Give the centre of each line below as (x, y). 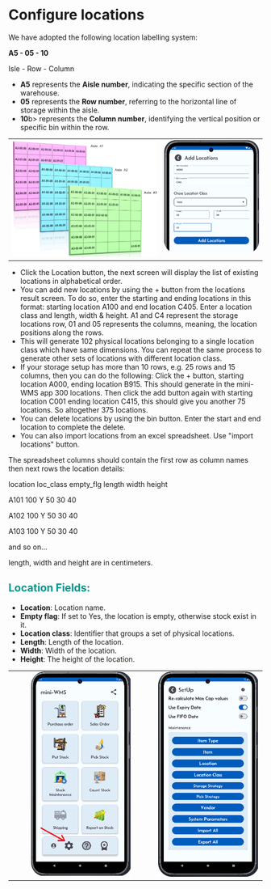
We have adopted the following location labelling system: (103, 37)
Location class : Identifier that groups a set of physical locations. (127, 633)
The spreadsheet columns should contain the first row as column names (128, 459)
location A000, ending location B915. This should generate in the (127, 384)
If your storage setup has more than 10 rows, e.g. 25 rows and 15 (127, 366)
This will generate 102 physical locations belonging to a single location (137, 341)
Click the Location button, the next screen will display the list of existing (139, 272)
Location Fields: (50, 588)
